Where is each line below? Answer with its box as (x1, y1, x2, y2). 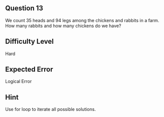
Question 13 (5, 4, 44, 13)
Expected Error (5, 65, 54, 74)
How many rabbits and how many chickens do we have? (5, 23, 121, 29)
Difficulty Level (5, 37, 54, 46)
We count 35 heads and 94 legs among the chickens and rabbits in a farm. (5, 17, 159, 23)
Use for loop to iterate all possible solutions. (5, 106, 96, 112)
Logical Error (5, 78, 32, 84)
